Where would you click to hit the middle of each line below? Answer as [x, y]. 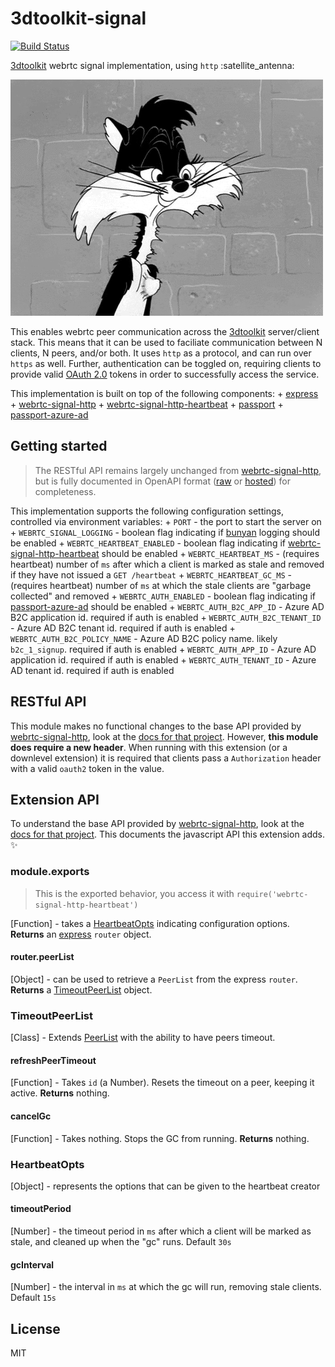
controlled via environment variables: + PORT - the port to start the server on [166, 521]
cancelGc [31, 1116]
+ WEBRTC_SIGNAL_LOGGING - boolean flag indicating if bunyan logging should [165, 532]
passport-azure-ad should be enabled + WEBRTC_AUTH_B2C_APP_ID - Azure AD [167, 606]
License [35, 1328]
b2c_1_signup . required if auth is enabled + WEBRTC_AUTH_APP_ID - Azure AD [163, 649]
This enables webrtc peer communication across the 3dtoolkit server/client [165, 331]
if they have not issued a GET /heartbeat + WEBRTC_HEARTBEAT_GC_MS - [151, 574]
